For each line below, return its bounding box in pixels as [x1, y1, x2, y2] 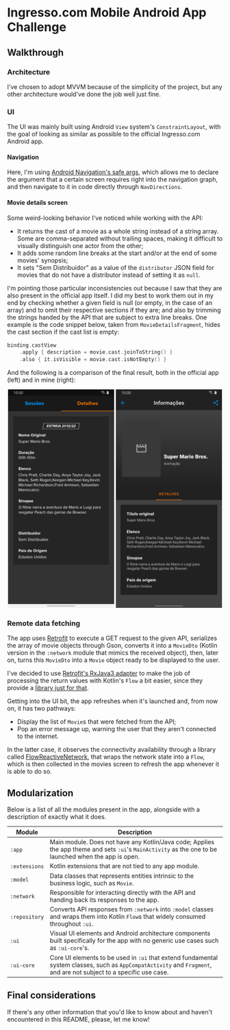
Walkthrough [7, 47, 64, 58]
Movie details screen [7, 198, 68, 206]
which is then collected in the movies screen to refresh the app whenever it [7, 760, 220, 768]
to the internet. [16, 732, 60, 741]
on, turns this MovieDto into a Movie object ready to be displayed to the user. [7, 656, 220, 664]
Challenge [7, 19, 67, 35]
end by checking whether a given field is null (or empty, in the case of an [7, 298, 213, 306]
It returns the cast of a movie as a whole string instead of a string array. [16, 227, 219, 235]
